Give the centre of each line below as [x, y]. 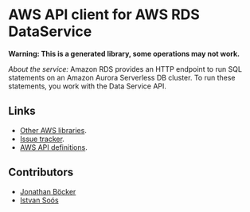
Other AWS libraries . [53, 130]
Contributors [41, 173]
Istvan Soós [39, 200]
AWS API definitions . [53, 147]
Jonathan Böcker [48, 191]
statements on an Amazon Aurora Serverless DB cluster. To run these [122, 77]
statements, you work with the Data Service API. [88, 86]
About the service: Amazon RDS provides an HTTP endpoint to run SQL [125, 69]
